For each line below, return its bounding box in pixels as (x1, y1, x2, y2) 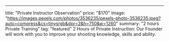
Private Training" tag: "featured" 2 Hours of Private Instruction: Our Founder (5, 26, 162, 31)
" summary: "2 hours (116, 20, 159, 26)
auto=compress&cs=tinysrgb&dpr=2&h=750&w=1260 (5, 20, 117, 26)
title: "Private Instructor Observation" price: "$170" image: (5, 10, 126, 15)
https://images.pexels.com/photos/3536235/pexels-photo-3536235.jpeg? (7, 15, 161, 21)
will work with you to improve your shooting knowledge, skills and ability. (5, 31, 156, 37)
